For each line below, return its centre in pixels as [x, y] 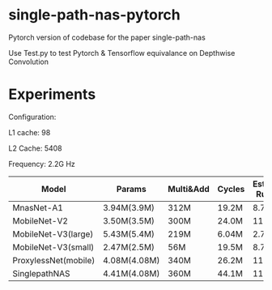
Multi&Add [189, 189]
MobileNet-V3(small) [53, 247]
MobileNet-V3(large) [53, 234]
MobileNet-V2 [40, 220]
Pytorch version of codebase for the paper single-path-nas [107, 37]
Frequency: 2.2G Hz [42, 164]
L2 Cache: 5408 [35, 148]
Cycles [231, 189]
